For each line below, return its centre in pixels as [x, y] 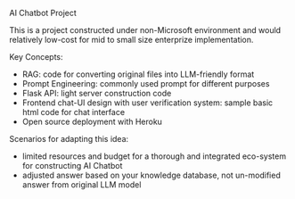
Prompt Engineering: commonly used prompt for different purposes [146, 83]
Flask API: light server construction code [97, 93]
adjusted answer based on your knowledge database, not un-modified [151, 175]
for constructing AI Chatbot [72, 166]
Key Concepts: [37, 57]
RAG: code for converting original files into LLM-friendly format [138, 74]
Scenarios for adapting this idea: [69, 139]
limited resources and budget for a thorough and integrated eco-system [154, 156]
